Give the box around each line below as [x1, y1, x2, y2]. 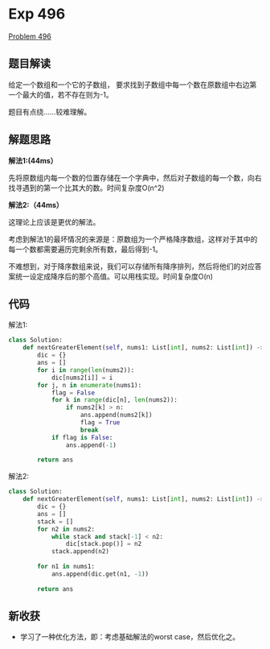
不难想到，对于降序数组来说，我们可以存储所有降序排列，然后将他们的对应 [8, 261, 255, 271]
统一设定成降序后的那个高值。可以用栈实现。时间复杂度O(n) [14, 271, 214, 281]
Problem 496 [8, 31, 52, 41]
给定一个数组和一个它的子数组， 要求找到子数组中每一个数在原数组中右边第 [8, 80, 257, 89]
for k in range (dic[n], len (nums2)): [51, 396, 178, 404]
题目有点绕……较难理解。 [8, 106, 92, 117]
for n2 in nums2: [37, 525, 95, 533]
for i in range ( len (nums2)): [37, 366, 135, 374]
